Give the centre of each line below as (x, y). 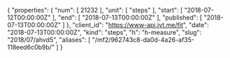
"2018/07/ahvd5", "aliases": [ (49, 40)
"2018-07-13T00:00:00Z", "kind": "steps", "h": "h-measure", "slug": (105, 32)
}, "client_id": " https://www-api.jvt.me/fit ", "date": (138, 25)
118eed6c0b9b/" (31, 47)
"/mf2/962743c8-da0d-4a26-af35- (143, 40)
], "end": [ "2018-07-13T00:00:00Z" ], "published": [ (127, 17)
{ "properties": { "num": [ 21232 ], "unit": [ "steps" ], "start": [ (95, 10)
